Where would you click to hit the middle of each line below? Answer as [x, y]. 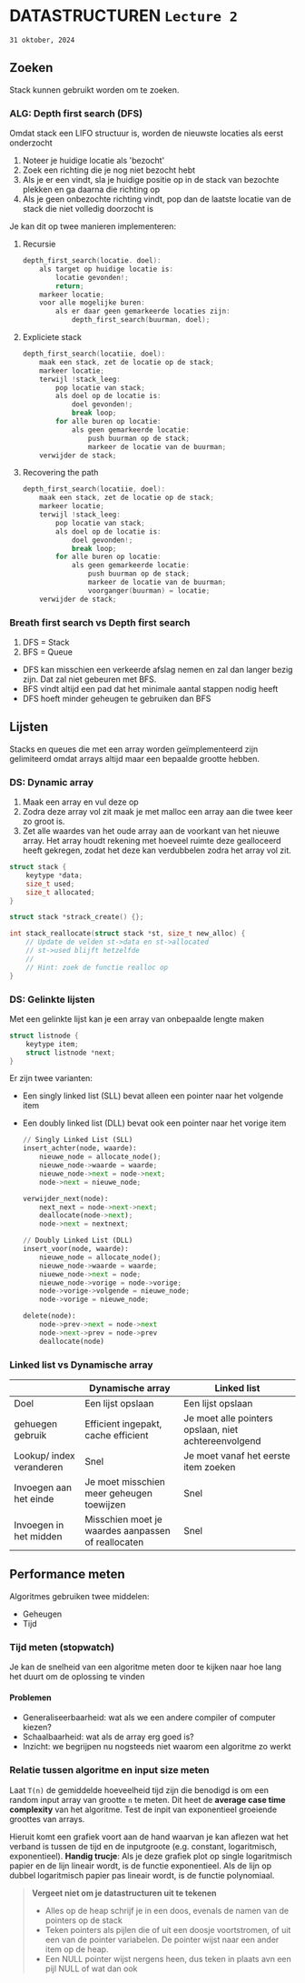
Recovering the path [60, 473]
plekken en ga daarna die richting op [91, 190]
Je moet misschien [125, 1481]
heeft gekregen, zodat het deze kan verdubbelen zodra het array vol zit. [157, 850]
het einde [34, 1498]
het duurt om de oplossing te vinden [77, 1677]
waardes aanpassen [128, 1530]
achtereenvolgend [222, 1440]
